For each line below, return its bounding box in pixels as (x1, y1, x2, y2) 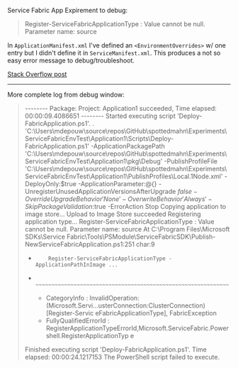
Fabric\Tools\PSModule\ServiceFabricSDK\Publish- (67, 232, 216, 241)
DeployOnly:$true (24, 180, 76, 188)
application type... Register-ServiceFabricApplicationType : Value (24, 217, 215, 226)
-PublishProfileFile (164, 157, 218, 166)
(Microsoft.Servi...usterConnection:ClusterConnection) (45, 301, 205, 310)
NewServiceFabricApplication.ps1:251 (24, 240, 135, 248)
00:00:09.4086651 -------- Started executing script (24, 112, 176, 120)
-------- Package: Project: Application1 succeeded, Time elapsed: (24, 104, 217, 112)
